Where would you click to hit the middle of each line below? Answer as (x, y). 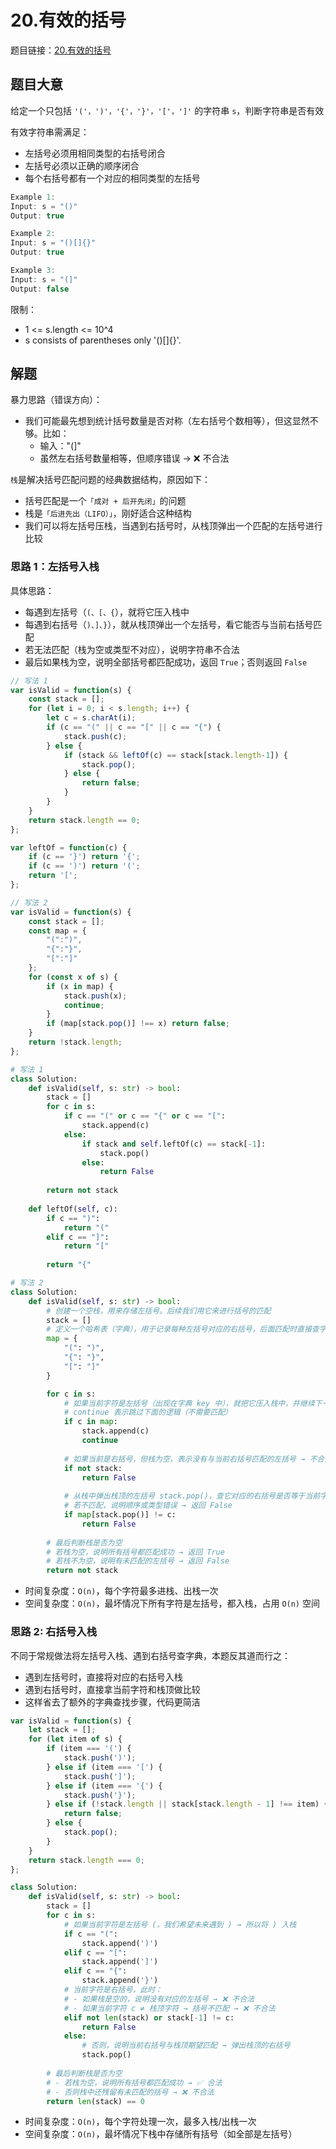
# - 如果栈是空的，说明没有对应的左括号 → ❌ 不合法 (159, 1999)
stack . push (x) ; (95, 996)
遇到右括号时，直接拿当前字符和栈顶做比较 (112, 1689)
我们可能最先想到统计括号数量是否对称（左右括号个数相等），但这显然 (167, 421)
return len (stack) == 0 (95, 2101)
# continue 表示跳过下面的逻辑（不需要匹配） (148, 1412)
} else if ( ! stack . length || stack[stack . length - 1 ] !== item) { (187, 1804)
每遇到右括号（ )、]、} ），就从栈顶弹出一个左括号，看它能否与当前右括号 (169, 624)
